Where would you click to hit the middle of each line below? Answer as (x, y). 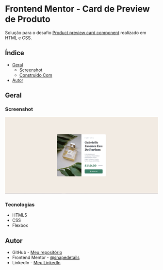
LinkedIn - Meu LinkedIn (36, 263)
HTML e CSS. (19, 38)
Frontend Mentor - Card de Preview (78, 9)
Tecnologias (20, 205)
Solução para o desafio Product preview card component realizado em (76, 32)
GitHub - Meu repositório (37, 253)
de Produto (28, 19)
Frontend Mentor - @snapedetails (46, 257)
